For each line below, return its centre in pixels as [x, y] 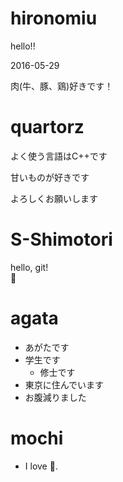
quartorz [47, 127]
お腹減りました [55, 397]
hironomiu [54, 18]
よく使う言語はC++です [59, 156]
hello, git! [29, 267]
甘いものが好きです [50, 177]
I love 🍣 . [41, 466]
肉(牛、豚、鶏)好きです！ [62, 86]
